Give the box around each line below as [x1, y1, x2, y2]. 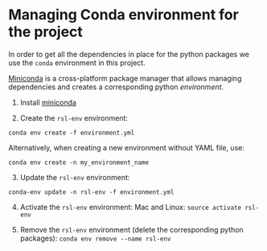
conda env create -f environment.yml [8, 129, 135, 137]
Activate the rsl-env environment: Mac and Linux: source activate [19, 202, 242, 212]
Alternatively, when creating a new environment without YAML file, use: [8, 142, 245, 152]
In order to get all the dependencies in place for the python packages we [8, 49, 249, 59]
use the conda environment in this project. [8, 58, 146, 68]
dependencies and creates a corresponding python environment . [8, 82, 224, 92]
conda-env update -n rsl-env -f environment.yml [8, 187, 175, 196]
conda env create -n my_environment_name [8, 158, 150, 167]
